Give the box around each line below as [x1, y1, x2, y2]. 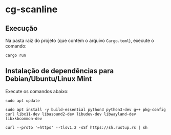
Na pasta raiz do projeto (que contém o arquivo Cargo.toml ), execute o [5, 37, 155, 43]
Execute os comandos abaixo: [5, 88, 69, 94]
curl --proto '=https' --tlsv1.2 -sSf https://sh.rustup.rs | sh [5, 125, 147, 130]
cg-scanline [5, 4, 58, 15]
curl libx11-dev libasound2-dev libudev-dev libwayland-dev [5, 111, 137, 117]
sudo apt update [5, 98, 40, 103]
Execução [5, 24, 38, 33]
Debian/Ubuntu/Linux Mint [5, 75, 92, 83]
